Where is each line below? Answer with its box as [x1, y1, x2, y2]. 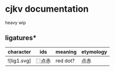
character [7, 48, 31, 55]
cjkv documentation [5, 3, 89, 15]
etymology [81, 48, 107, 55]
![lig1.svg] [7, 57, 31, 64]
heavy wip [5, 20, 26, 25]
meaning [56, 48, 77, 55]
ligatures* [5, 34, 37, 42]
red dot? [56, 57, 75, 64]
